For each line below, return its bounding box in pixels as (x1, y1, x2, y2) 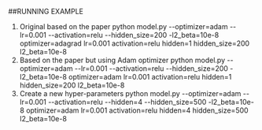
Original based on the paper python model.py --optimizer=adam (19, 22, 228, 31)
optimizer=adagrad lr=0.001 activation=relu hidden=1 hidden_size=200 (19, 39, 250, 48)
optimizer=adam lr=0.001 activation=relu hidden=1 (68, 72, 232, 81)
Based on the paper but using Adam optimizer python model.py (19, 55, 226, 65)
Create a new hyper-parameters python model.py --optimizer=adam (19, 89, 242, 98)
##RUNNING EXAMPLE (8, 7, 84, 16)
